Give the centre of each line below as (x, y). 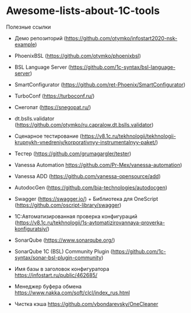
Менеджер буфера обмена (48, 286)
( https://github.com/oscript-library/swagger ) (68, 205)
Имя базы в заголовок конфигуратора (62, 269)
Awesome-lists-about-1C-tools (83, 11)
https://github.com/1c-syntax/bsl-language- (123, 67)
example (25, 44)
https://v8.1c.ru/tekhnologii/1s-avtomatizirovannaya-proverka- (91, 222)
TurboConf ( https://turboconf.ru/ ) (54, 96)
